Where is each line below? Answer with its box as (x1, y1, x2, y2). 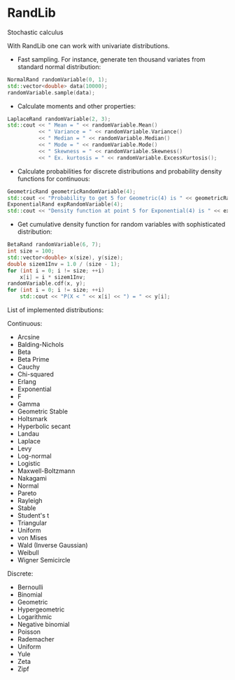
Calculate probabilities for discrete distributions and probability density (17, 167, 222, 176)
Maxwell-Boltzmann (17, 467, 76, 475)
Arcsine (17, 333, 40, 341)
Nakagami (17, 474, 47, 483)
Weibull (17, 548, 40, 557)
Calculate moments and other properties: (17, 101, 136, 110)
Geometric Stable (17, 407, 69, 416)
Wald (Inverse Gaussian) (17, 541, 89, 550)
